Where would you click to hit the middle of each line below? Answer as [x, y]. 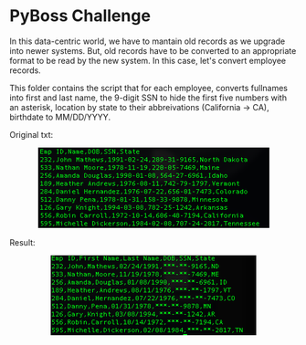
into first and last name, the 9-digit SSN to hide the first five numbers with [148, 98]
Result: [22, 242]
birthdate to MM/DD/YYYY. [60, 117]
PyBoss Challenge [80, 16]
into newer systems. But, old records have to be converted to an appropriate [153, 50]
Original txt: [32, 134]
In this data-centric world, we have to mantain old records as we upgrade [148, 41]
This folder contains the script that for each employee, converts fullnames [148, 88]
